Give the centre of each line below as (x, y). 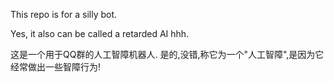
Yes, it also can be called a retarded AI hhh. (100, 33)
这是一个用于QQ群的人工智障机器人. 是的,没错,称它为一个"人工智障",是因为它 (167, 54)
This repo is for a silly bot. (64, 14)
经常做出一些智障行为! (56, 67)
